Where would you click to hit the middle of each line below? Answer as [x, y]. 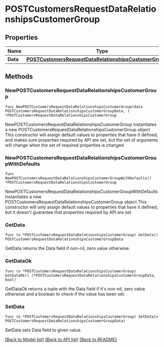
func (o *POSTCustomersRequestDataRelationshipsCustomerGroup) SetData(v [82, 316]
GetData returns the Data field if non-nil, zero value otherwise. [68, 248]
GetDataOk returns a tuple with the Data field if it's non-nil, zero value [75, 288]
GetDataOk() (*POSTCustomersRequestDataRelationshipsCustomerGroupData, [81, 275]
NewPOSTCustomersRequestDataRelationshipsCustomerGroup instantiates [81, 124]
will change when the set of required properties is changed [64, 145]
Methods [19, 77]
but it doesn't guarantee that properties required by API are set [68, 212]
